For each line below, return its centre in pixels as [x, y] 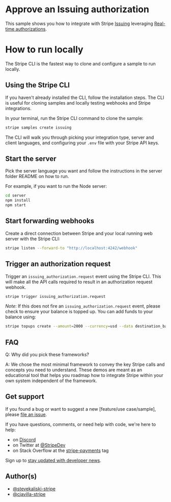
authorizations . [31, 29]
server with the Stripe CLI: [33, 239]
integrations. [19, 108]
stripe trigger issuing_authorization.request [55, 296]
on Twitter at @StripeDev [39, 445]
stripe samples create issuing [38, 128]
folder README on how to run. [37, 177]
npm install [18, 200]
